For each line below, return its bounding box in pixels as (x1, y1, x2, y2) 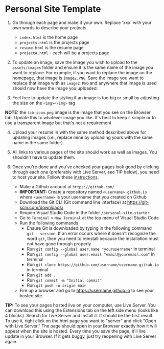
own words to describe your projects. (12, 24, 88, 30)
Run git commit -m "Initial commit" (26, 277, 102, 283)
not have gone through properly (26, 240, 92, 246)
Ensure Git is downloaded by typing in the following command (26, 225, 152, 231)
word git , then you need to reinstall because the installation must (26, 236, 159, 241)
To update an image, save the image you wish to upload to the (12, 59, 138, 65)
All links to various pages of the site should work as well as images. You (12, 149, 158, 155)
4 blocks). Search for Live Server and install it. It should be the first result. (5, 312, 154, 318)
